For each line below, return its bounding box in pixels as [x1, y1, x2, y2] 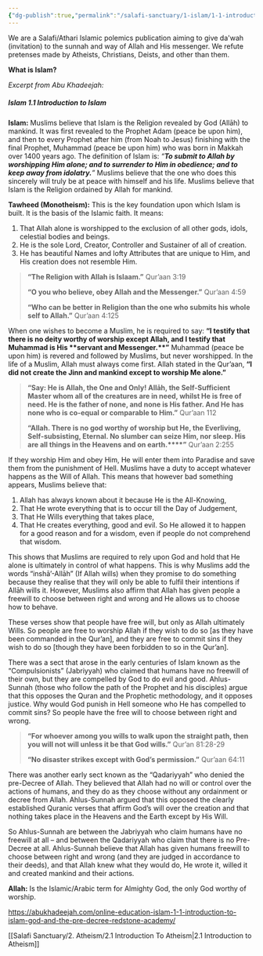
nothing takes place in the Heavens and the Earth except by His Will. [8, 812, 229, 821]
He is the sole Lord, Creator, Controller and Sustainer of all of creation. [19, 240, 247, 250]
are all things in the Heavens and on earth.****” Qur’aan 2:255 [27, 440, 235, 449]
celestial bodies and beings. [19, 232, 110, 241]
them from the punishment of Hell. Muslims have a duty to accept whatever [8, 463, 251, 473]
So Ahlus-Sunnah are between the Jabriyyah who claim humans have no [8, 826, 243, 836]
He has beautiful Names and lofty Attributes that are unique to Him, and [19, 248, 250, 257]
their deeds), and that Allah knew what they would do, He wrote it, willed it [8, 860, 248, 870]
